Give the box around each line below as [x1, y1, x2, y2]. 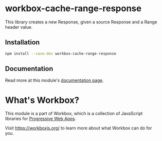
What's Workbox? [5, 94, 79, 106]
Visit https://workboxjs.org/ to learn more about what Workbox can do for [5, 125, 152, 131]
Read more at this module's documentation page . [5, 77, 104, 83]
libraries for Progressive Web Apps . [5, 116, 76, 122]
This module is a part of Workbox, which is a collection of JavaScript [5, 110, 143, 117]
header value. [5, 24, 33, 30]
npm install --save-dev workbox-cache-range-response [5, 51, 117, 56]
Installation [5, 38, 40, 47]
